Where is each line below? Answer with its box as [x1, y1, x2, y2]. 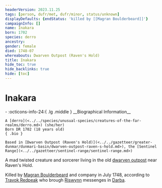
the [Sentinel [128, 144, 157, 149]
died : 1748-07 [5, 48, 34, 53]
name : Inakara [5, 26, 34, 31]
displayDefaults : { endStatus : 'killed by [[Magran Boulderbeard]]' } [5, 16, 148, 21]
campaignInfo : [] [5, 21, 41, 26]
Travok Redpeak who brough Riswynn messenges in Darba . [5, 177, 126, 183]
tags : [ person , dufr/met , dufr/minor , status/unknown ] [5, 12, 120, 17]
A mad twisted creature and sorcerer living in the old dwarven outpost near [5, 157, 157, 163]
